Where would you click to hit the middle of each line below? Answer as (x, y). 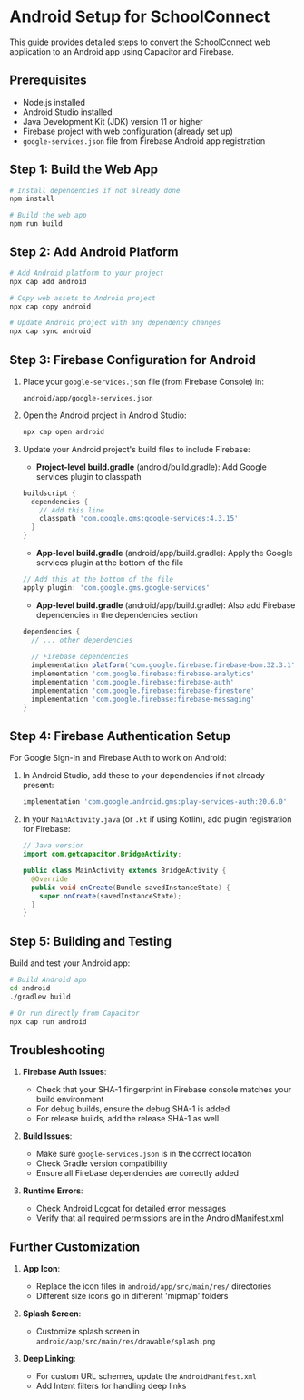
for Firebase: (46, 829)
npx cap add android (49, 281)
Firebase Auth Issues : (64, 1072)
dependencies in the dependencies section (117, 614)
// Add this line (72, 510)
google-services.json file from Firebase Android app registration (144, 141)
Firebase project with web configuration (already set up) (127, 131)
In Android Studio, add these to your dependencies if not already (143, 776)
